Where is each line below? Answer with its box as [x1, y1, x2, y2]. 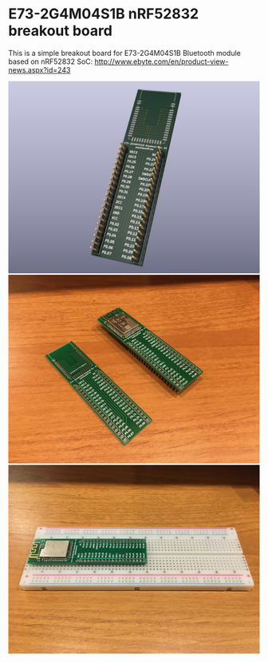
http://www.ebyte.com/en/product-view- [94, 57, 229, 66]
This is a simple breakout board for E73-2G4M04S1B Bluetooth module [8, 48, 241, 57]
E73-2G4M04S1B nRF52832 [8, 5, 199, 23]
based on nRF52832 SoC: [8, 57, 93, 66]
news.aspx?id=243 [8, 65, 71, 74]
